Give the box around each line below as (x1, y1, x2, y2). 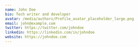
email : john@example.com (5, 21, 56, 26)
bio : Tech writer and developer (5, 12, 71, 17)
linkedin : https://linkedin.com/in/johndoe (5, 30, 95, 35)
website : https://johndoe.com (5, 35, 67, 40)
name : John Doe (5, 7, 36, 12)
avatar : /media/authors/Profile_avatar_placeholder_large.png (5, 16, 134, 21)
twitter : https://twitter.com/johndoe (5, 25, 84, 30)
